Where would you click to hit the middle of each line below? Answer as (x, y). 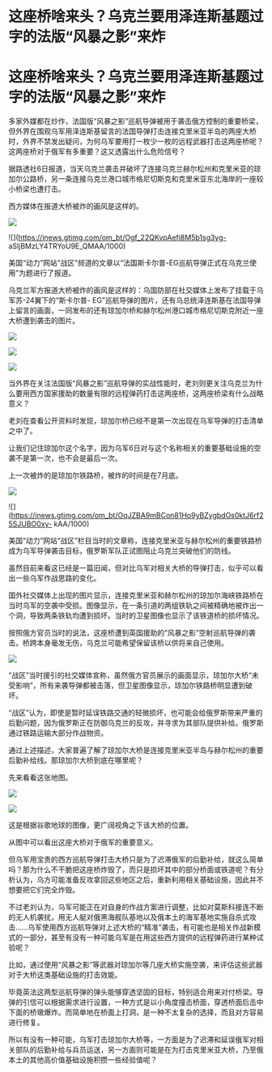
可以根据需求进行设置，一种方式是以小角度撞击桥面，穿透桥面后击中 (150, 1002)
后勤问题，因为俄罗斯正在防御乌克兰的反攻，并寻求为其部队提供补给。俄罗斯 (136, 723)
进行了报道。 (54, 273)
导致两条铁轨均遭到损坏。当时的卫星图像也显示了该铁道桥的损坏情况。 (147, 615)
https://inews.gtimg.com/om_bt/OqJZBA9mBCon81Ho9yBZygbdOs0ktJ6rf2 (137, 516)
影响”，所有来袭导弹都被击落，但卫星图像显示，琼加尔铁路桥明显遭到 (130, 686)
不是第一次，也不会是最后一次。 (68, 458)
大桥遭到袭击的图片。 (44, 321)
